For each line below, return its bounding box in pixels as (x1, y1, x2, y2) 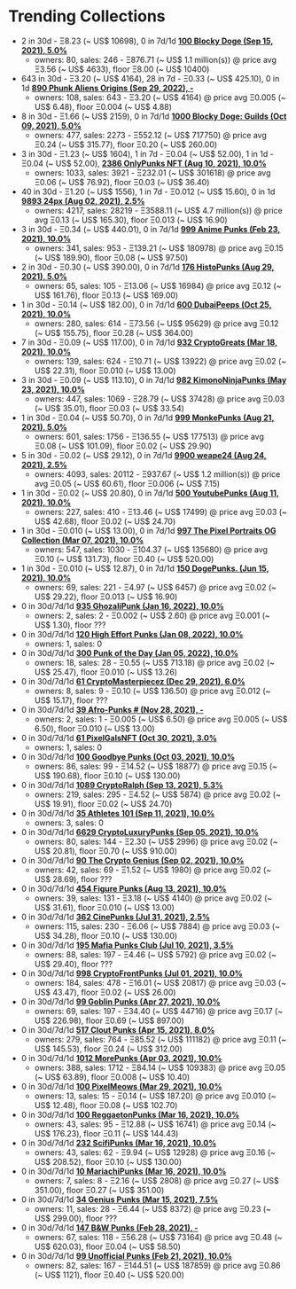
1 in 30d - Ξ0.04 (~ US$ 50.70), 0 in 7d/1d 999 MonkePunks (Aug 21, (20, 412, 275, 423)
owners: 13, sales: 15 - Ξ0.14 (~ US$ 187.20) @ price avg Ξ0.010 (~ (34, 1090, 277, 1101)
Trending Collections (8, 6, 166, 27)
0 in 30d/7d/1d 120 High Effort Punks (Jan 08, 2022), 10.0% (20, 629, 244, 639)
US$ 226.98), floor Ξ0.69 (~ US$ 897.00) (34, 1015, 185, 1026)
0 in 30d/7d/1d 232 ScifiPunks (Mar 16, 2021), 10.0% (20, 1137, 217, 1148)
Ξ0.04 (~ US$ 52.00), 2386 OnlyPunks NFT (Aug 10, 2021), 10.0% (20, 158, 267, 168)
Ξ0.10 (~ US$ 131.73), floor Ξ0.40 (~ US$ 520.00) (34, 553, 214, 564)
